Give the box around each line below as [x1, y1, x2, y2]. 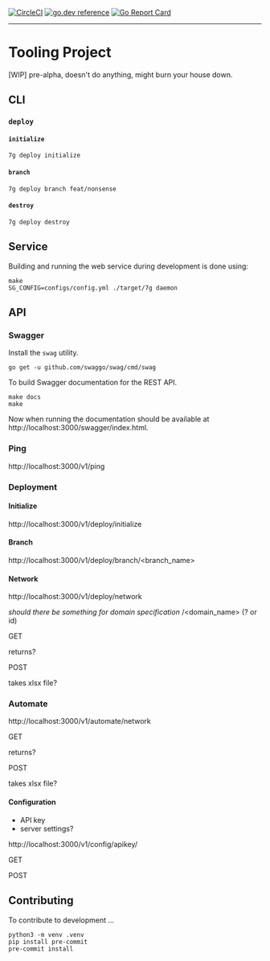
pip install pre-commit [8, 938, 88, 946]
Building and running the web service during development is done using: [8, 261, 249, 271]
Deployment [8, 481, 58, 492]
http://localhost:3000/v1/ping [8, 461, 105, 470]
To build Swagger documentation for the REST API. [8, 378, 178, 388]
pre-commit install [8, 945, 74, 953]
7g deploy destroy [8, 218, 70, 226]
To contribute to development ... [8, 915, 115, 925]
